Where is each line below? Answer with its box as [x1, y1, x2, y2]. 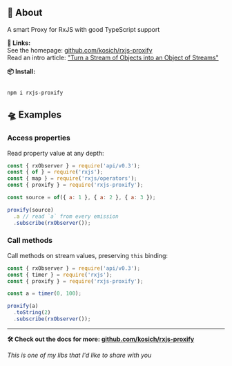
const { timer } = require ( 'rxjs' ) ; [7, 271, 113, 278]
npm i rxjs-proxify [7, 89, 64, 96]
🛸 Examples [7, 109, 62, 121]
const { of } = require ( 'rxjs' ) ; [7, 169, 104, 176]
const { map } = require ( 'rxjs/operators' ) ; [7, 175, 137, 182]
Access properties [7, 133, 71, 143]
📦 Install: [7, 67, 36, 75]
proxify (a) [7, 302, 39, 310]
